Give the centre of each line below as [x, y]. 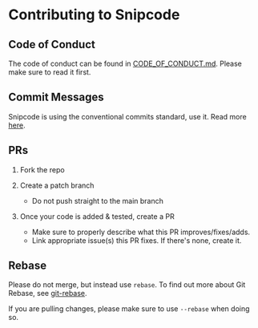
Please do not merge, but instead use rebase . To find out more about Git [127, 285]
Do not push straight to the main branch [98, 200]
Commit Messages [56, 97]
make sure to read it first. [50, 72]
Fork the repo [42, 169]
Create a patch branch [57, 185]
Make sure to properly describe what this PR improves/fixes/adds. [141, 232]
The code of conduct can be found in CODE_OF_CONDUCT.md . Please [125, 63]
